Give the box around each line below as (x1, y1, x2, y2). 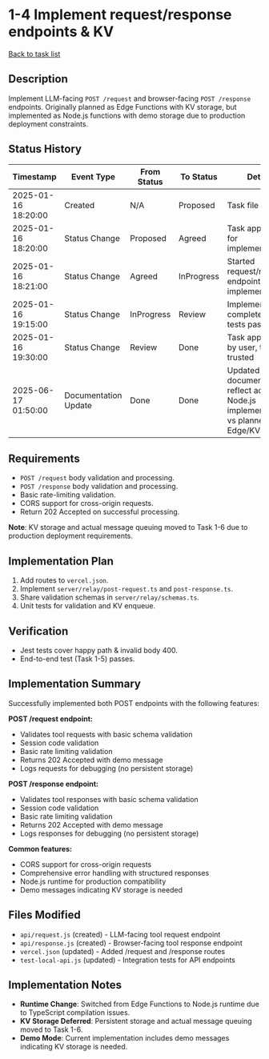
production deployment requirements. (8, 531, 134, 541)
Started (227, 255, 255, 267)
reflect (227, 384, 252, 395)
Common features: (8, 844, 73, 853)
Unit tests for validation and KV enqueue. (19, 601, 156, 611)
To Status (179, 170, 218, 182)
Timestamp (12, 170, 58, 182)
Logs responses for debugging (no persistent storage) (19, 828, 199, 838)
